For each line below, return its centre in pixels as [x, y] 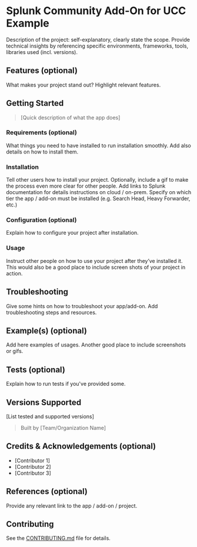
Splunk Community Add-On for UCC [96, 11]
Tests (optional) [36, 370]
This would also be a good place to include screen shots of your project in [96, 267]
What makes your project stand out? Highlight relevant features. [84, 85]
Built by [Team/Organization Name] [63, 428]
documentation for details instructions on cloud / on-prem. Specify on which [99, 192]
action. [14, 273]
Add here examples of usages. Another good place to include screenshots [96, 345]
